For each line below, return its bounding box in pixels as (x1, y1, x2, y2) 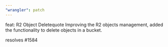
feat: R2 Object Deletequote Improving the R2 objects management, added (5, 21, 163, 28)
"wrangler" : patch (5, 7, 45, 13)
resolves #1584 (5, 37, 38, 43)
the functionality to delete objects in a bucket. (5, 27, 102, 33)
